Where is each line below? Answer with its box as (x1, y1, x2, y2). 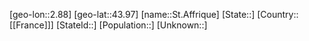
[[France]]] (9, 19, 54, 31)
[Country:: (257, 9, 299, 20)
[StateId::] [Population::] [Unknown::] (55, 19, 208, 31)
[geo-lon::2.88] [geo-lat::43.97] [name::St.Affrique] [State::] (9, 9, 256, 20)
